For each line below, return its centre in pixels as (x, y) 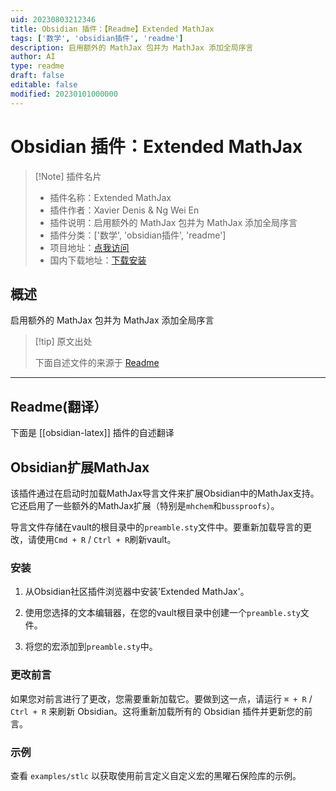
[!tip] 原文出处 (63, 342)
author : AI (33, 57)
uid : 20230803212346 (53, 19)
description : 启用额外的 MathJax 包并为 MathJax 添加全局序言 (132, 47)
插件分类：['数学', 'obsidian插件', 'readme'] (138, 235)
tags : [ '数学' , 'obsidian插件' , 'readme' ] (97, 38)
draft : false (37, 76)
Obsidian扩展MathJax (80, 467)
